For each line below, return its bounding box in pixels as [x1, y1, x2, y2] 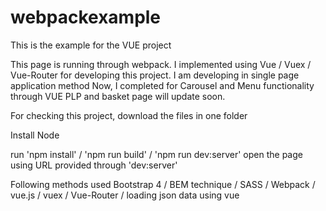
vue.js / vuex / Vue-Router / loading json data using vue [10, 189, 240, 201]
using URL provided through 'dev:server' [10, 159, 178, 171]
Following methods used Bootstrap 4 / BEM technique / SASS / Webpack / [10, 178, 316, 190]
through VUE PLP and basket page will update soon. [10, 90, 226, 102]
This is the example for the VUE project [10, 39, 172, 51]
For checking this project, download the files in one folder [10, 109, 248, 121]
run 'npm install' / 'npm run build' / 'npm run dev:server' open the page [10, 148, 303, 160]
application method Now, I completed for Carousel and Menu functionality [10, 79, 315, 91]
